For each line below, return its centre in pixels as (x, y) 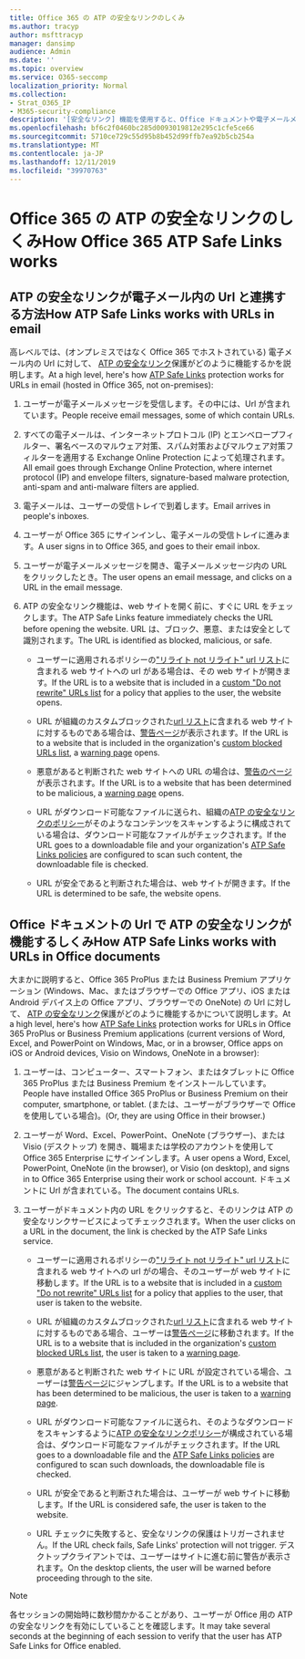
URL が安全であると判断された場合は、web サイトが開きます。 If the (163, 883)
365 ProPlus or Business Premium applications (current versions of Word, (147, 1034)
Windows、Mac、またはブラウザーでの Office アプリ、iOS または (168, 991)
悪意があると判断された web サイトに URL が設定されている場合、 (160, 1372)
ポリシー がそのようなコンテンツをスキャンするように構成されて (172, 824)
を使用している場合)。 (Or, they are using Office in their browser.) (144, 1116)
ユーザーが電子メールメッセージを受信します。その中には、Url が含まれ (157, 404)
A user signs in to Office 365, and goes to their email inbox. (149, 546)
